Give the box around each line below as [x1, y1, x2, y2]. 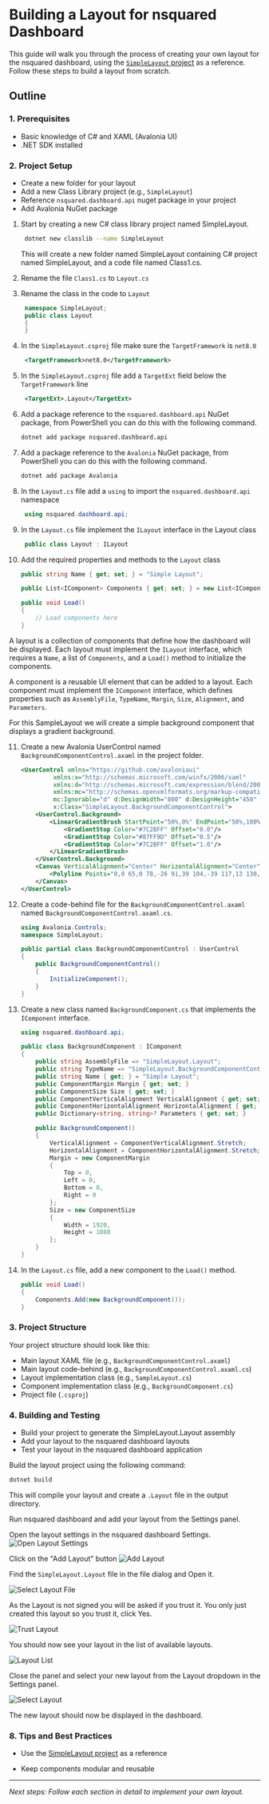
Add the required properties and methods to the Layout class [20, 555, 221, 564]
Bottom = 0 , [63, 1184, 104, 1192]
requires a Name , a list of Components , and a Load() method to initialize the [9, 652, 247, 662]
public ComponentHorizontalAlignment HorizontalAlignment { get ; [35, 1102, 258, 1110]
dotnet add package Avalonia [20, 471, 118, 479]
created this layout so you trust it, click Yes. [9, 1609, 152, 1618]
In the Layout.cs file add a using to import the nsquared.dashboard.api [20, 486, 251, 495]
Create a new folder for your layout [20, 178, 136, 187]
